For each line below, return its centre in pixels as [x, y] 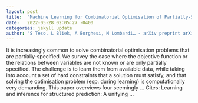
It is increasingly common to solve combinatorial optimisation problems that [98, 50]
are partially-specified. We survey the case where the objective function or [97, 57]
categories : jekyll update [39, 28]
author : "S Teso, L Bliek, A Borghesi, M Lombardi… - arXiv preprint [93, 34]
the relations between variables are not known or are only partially [86, 63]
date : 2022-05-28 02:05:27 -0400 [50, 22]
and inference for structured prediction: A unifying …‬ [70, 94]
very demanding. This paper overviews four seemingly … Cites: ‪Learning [94, 88]
